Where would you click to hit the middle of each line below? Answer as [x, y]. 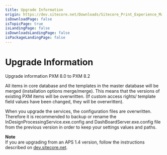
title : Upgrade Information [34, 10]
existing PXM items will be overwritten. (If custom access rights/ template [81, 96]
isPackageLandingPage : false [35, 38]
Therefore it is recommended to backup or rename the [61, 116]
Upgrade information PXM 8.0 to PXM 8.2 [48, 76]
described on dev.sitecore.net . [37, 147]
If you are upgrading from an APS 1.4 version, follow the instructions [75, 142]
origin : [13, 14]
